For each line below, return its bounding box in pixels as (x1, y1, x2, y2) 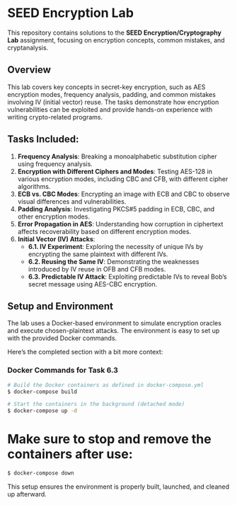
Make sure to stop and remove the (7, 431, 212, 447)
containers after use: (7, 446, 133, 463)
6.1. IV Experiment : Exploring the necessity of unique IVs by (28, 242, 204, 250)
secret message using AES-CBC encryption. (28, 279, 158, 288)
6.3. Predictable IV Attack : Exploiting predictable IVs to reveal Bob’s (28, 272, 228, 281)
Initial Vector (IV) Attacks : (17, 235, 96, 243)
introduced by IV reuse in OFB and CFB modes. (28, 265, 166, 273)
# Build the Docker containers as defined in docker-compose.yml (7, 381, 204, 388)
